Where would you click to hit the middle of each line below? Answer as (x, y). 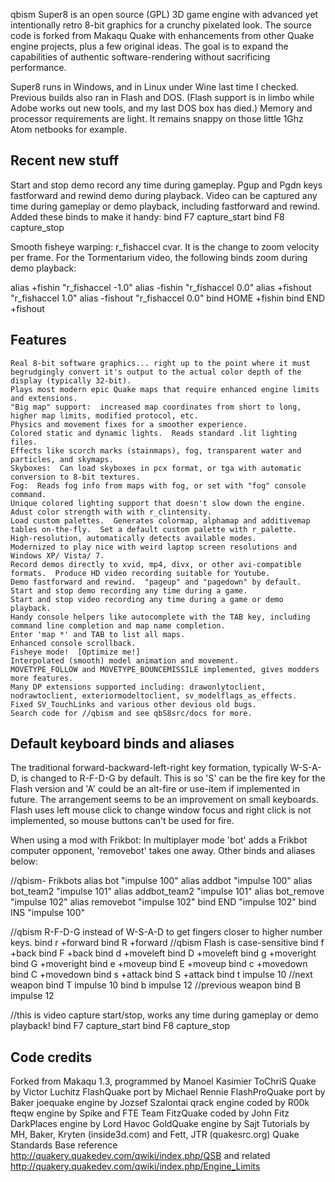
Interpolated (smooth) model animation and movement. (125, 660)
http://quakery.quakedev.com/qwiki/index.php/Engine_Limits (135, 1166)
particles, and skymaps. (62, 459)
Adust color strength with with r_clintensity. (111, 512)
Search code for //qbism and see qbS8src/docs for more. (131, 713)
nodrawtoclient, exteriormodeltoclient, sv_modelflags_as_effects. (154, 695)
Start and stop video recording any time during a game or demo (147, 599)
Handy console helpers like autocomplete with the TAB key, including (160, 617)
